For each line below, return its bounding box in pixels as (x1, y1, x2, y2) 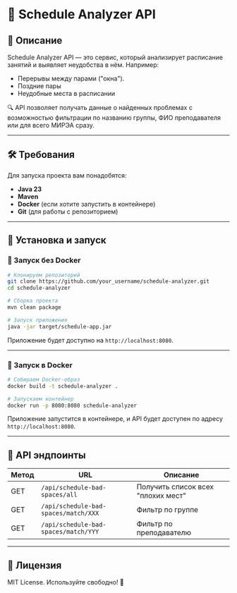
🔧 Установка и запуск (7, 234, 107, 246)
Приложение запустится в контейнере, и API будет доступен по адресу (7, 415, 224, 423)
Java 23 (17, 185, 42, 193)
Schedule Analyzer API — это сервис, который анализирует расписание (7, 53, 224, 61)
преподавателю (136, 528, 192, 538)
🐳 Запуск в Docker (7, 360, 73, 369)
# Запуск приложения (7, 317, 68, 324)
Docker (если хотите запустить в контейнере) (17, 200, 156, 208)
